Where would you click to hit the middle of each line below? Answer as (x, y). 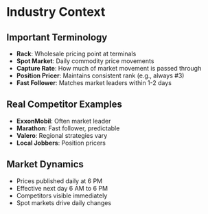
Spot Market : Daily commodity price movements (85, 61)
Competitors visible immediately (62, 195)
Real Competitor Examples (65, 105)
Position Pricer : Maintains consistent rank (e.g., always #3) (100, 75)
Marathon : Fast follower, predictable (68, 128)
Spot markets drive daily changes (63, 202)
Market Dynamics (45, 164)
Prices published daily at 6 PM (59, 181)
